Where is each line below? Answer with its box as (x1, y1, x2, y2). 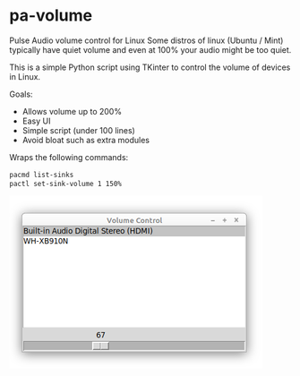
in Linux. (9, 71, 41, 81)
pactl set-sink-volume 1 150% (9, 179, 123, 188)
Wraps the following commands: (9, 151, 129, 162)
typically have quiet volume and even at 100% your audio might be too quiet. (9, 44, 292, 55)
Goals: (9, 89, 33, 99)
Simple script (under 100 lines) (21, 124, 136, 135)
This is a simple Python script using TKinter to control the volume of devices (9, 62, 291, 73)
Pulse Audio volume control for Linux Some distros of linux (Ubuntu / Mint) (9, 35, 284, 46)
